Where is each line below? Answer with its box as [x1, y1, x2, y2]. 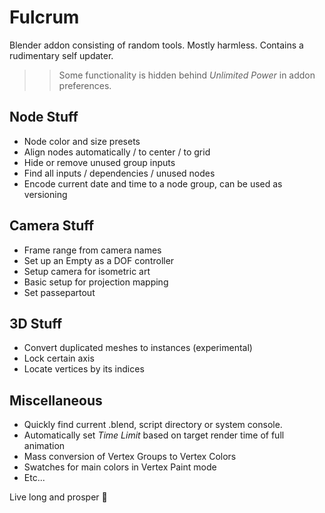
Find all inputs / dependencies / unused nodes [23, 167, 216, 179]
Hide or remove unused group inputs [23, 156, 176, 168]
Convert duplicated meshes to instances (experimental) [23, 342, 253, 354]
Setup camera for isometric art [23, 265, 151, 277]
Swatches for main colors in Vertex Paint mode [23, 461, 217, 473]
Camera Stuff [9, 217, 95, 235]
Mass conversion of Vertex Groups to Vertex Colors [23, 451, 237, 463]
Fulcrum [9, 6, 80, 29]
